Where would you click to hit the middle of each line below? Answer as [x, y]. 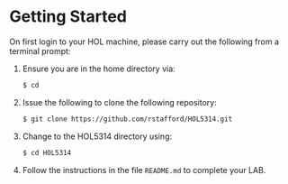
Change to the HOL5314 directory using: [97, 136]
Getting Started [68, 17]
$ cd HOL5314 [47, 152]
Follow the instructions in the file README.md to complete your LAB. [144, 170]
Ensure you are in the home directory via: [99, 69]
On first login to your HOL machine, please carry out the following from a [144, 41]
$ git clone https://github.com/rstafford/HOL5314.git [127, 119]
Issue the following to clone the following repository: [120, 102]
